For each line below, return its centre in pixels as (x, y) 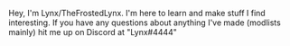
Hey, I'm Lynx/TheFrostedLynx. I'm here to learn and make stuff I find (137, 13)
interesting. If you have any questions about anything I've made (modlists (145, 23)
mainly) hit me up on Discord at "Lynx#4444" (93, 32)
